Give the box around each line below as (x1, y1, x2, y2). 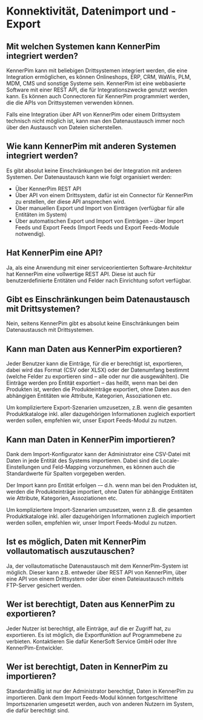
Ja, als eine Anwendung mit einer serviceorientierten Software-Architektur (6, 264, 192, 271)
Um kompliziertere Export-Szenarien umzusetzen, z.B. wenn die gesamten (6, 404, 193, 411)
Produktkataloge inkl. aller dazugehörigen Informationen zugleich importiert (6, 513, 196, 520)
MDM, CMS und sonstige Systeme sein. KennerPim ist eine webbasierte (6, 80, 186, 87)
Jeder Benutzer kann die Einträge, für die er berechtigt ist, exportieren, (6, 360, 184, 368)
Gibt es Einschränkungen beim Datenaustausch (6, 294, 190, 304)
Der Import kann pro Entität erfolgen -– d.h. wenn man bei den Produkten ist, (6, 482, 198, 489)
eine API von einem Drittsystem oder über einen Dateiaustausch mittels (6, 575, 184, 582)
